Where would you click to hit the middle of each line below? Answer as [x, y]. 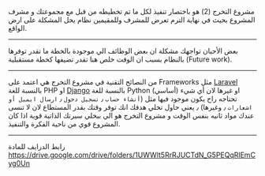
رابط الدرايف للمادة [37, 146]
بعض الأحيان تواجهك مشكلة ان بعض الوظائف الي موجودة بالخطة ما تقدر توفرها [123, 51]
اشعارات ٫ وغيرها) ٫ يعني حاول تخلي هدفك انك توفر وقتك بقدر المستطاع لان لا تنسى [131, 107]
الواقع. [18, 28]
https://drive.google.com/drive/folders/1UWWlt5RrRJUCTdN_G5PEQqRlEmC [132, 155]
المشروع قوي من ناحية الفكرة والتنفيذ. [64, 124]
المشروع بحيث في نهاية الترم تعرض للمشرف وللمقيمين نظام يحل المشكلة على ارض [132, 20]
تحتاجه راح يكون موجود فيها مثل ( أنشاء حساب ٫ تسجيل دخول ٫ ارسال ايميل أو [123, 99]
